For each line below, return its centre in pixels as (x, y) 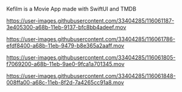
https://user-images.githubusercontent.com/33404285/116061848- (91, 76)
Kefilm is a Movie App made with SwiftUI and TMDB (71, 9)
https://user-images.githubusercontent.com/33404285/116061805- (91, 57)
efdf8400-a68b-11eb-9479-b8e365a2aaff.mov (65, 46)
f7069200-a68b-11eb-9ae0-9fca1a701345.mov (66, 64)
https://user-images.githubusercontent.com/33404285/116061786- (91, 39)
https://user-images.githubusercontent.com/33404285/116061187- (90, 21)
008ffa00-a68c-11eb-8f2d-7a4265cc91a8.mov (65, 82)
